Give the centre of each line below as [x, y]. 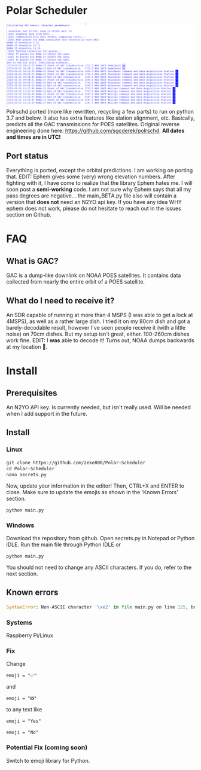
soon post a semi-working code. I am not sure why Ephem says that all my [99, 190]
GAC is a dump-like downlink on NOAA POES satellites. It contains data [94, 275]
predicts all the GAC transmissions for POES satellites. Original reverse [93, 124]
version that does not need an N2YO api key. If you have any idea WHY [94, 202]
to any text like [24, 710]
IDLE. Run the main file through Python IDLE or [64, 544]
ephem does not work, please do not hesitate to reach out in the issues [94, 209]
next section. [22, 574]
